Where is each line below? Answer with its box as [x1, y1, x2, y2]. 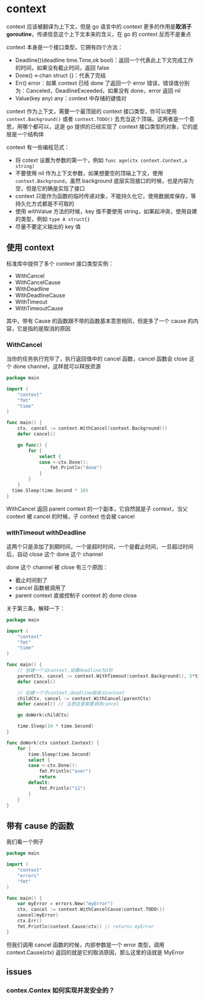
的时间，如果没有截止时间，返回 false [15, 64, 110, 71]
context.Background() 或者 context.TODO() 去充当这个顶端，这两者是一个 [6, 115, 190, 122]
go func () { [17, 442, 48, 448]
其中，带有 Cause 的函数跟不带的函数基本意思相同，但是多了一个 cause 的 [6, 317, 193, 324]
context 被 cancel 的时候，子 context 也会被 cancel [6, 513, 135, 520]
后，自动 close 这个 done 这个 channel [6, 550, 103, 558]
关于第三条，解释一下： [6, 604, 65, 612]
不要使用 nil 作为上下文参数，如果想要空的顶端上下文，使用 [15, 169, 164, 177]
